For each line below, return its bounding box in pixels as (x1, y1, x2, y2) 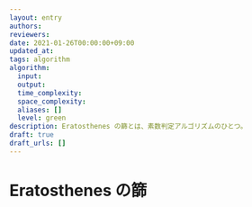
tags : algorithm (9, 55, 70, 64)
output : (17, 80, 47, 89)
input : (17, 72, 42, 81)
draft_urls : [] (9, 139, 67, 148)
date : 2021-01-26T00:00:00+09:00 (9, 38, 135, 48)
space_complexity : (17, 96, 87, 106)
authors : (9, 22, 42, 31)
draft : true (9, 130, 54, 139)
